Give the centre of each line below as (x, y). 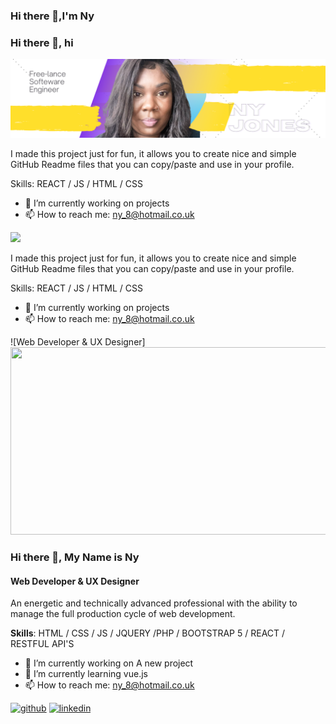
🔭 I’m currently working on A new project (109, 663)
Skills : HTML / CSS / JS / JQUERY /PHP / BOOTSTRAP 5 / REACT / (148, 633)
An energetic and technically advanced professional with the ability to (154, 603)
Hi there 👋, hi (42, 42)
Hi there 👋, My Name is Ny (75, 557)
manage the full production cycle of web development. (123, 614)
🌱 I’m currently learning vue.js (86, 674)
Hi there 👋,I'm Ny (52, 16)
